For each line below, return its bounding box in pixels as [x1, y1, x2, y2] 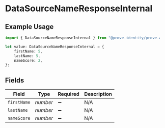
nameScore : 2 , [14, 58, 43, 63]
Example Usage [5, 23, 54, 31]
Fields [5, 76, 25, 84]
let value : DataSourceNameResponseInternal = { [5, 44, 105, 49]
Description [84, 91, 112, 98]
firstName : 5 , [14, 49, 43, 54]
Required [57, 91, 80, 98]
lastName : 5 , [14, 53, 41, 58]
